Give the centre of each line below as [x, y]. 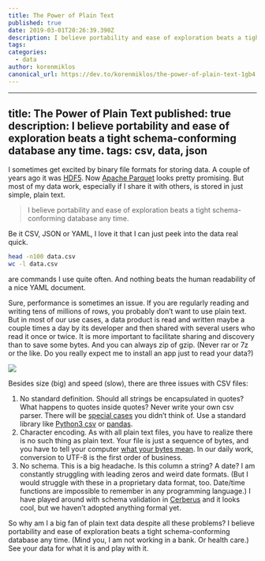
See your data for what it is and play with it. [78, 548]
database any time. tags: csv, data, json [108, 151]
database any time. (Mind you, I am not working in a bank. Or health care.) [129, 540]
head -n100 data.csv [42, 257]
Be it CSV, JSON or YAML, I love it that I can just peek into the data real [123, 234]
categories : [28, 52]
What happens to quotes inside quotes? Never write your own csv [127, 407]
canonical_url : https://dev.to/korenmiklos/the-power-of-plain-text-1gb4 [132, 74]
